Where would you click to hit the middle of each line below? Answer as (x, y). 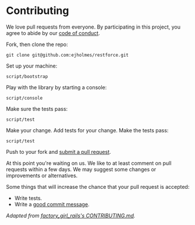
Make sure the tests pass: (37, 108)
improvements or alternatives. (42, 175)
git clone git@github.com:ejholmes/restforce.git (68, 55)
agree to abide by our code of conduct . (53, 33)
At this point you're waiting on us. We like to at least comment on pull (89, 163)
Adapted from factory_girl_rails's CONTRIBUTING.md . (71, 215)
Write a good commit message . (52, 204)
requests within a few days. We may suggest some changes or (81, 169)
